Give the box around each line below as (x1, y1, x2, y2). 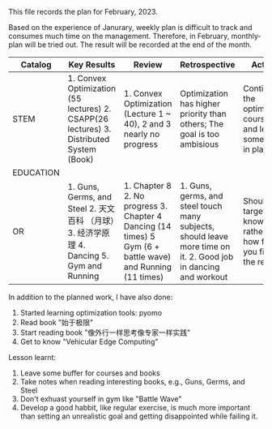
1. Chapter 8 (124, 180, 172, 191)
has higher (180, 98, 221, 109)
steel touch (180, 200, 223, 212)
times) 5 (124, 231, 155, 242)
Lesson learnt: (8, 353, 57, 362)
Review (133, 59, 163, 70)
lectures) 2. (67, 103, 112, 114)
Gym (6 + (124, 241, 160, 252)
